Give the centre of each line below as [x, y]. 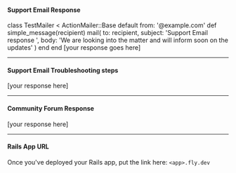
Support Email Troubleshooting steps [63, 70]
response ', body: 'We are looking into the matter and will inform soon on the [118, 40]
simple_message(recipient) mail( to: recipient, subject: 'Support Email [108, 33]
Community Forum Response [51, 108]
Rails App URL [28, 146]
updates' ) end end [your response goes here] [74, 48]
